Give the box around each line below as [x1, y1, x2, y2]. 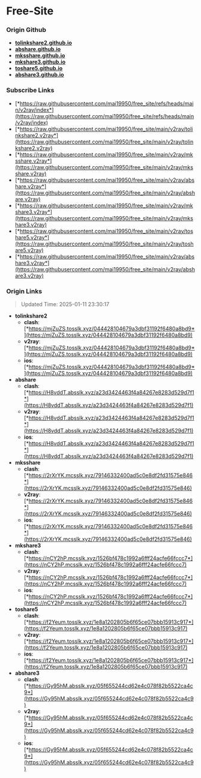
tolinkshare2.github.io [14, 39, 72, 46]
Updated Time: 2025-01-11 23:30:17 [20, 301, 110, 308]
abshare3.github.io [14, 71, 64, 79]
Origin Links [6, 287, 43, 295]
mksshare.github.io [14, 52, 65, 59]
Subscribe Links [6, 86, 55, 94]
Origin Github [6, 26, 47, 34]
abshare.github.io [14, 46, 61, 53]
